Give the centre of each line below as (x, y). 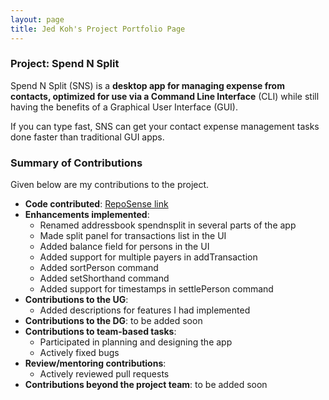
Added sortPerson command (99, 268)
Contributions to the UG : (76, 300)
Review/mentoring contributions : (95, 363)
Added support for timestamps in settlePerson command (156, 289)
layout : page (37, 19)
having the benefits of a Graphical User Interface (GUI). (124, 107)
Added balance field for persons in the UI (124, 247)
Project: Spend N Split (65, 64)
